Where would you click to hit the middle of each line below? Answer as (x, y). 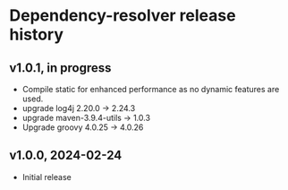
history (37, 35)
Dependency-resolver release (123, 16)
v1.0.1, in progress (60, 68)
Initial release (47, 177)
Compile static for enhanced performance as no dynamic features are (151, 89)
